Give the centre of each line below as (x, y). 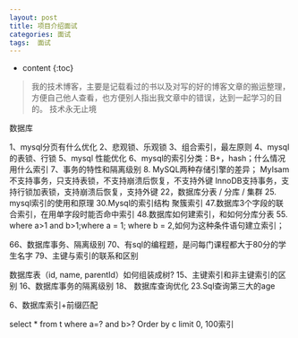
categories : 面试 (40, 34)
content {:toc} (48, 68)
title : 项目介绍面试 (43, 26)
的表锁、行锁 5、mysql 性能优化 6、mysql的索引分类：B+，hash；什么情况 (148, 159)
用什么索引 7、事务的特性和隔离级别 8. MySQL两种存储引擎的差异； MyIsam (149, 169)
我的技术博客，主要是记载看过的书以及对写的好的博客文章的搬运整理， (161, 87)
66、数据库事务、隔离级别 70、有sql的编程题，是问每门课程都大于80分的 (144, 245)
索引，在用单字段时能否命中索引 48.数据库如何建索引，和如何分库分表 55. (152, 214)
